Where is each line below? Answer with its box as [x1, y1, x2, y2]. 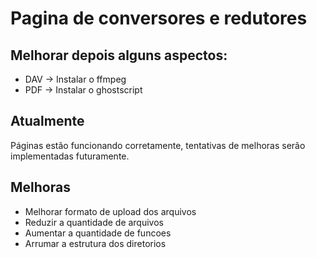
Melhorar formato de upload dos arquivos [24, 205, 197, 217]
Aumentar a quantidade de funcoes [24, 227, 172, 239]
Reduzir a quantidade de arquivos [24, 216, 164, 228]
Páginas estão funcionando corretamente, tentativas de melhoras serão [10, 139, 306, 151]
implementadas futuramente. [10, 150, 130, 162]
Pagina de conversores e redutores [10, 7, 308, 30]
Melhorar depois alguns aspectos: [10, 47, 228, 64]
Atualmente [10, 113, 85, 130]
